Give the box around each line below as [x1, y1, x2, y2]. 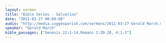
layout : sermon [5, 7, 37, 12]
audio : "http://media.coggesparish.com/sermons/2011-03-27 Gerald [5, 21, 145, 26]
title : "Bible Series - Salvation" [5, 12, 79, 17]
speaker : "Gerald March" [5, 26, 56, 31]
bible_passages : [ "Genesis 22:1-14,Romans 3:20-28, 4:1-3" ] [5, 30, 132, 35]
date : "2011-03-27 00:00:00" [5, 16, 65, 21]
